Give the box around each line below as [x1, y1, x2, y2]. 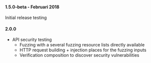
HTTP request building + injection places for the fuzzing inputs [19, 47, 147, 53]
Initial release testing [5, 15, 47, 21]
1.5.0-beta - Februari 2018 [5, 4, 60, 10]
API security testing [12, 37, 52, 42]
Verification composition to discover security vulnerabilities [19, 52, 140, 58]
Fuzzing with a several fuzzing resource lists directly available [19, 42, 145, 48]
